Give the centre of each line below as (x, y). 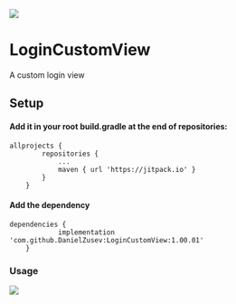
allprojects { (36, 146)
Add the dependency (50, 205)
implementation (86, 232)
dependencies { (38, 224)
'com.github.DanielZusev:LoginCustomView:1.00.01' (107, 240)
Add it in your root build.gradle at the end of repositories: (118, 126)
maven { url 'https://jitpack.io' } (127, 169)
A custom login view (47, 75)
